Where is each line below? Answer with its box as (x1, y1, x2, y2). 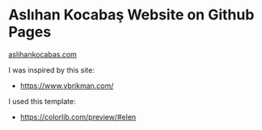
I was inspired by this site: (8, 65, 95, 74)
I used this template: (8, 96, 76, 106)
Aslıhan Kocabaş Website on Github (8, 6, 255, 24)
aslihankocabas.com (8, 49, 77, 59)
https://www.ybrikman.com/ (19, 81, 114, 90)
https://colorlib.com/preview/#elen (19, 111, 137, 122)
